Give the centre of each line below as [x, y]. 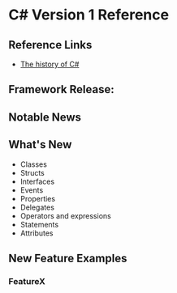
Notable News [45, 117]
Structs [32, 172]
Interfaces [37, 181]
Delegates [37, 207]
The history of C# [50, 64]
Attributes [37, 233]
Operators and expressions [65, 215]
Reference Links [50, 45]
